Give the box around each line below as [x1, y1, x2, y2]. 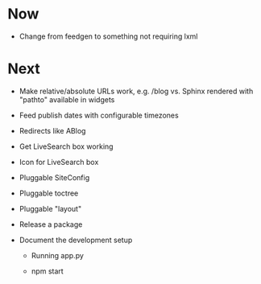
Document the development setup [19, 235, 133, 245]
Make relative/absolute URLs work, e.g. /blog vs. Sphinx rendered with [19, 86, 254, 96]
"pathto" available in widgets [19, 94, 115, 105]
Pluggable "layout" [19, 204, 82, 213]
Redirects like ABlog [19, 126, 86, 135]
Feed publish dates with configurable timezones [19, 110, 179, 120]
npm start [31, 266, 64, 276]
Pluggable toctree [19, 188, 79, 198]
